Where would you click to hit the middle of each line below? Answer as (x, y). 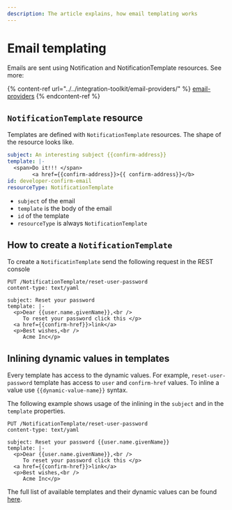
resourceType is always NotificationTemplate (82, 223)
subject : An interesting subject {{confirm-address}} (87, 155)
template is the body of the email (64, 208)
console (19, 269)
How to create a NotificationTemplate (90, 245)
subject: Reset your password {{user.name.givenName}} (88, 442)
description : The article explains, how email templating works (102, 14)
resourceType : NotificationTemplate (60, 187)
